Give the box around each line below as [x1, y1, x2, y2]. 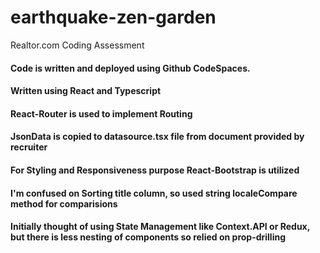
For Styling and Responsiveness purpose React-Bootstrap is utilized [10, 164, 300, 176]
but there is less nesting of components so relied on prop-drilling [10, 231, 287, 243]
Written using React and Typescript [10, 85, 162, 97]
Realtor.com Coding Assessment [10, 39, 145, 51]
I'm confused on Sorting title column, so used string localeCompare [10, 187, 298, 199]
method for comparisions [10, 197, 118, 210]
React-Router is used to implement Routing [10, 107, 193, 120]
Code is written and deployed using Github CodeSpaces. [10, 62, 251, 74]
